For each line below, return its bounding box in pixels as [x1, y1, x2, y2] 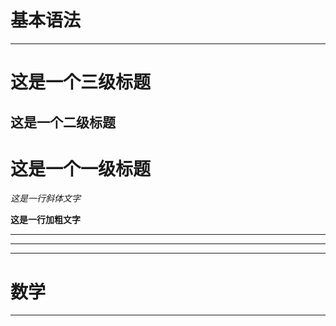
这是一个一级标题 [10, 157, 152, 180]
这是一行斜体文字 [10, 192, 81, 205]
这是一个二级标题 [10, 114, 116, 131]
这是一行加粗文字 [10, 214, 81, 226]
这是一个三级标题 [10, 71, 152, 94]
